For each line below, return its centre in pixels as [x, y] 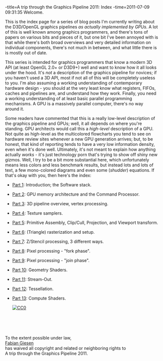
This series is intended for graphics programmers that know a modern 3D [79, 62]
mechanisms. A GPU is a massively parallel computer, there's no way [74, 104]
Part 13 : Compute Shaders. [39, 298]
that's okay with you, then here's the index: [48, 175]
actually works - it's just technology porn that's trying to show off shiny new [81, 155]
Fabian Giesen [19, 343]
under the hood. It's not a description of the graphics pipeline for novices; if [81, 72]
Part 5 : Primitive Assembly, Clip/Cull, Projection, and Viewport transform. [85, 222]
